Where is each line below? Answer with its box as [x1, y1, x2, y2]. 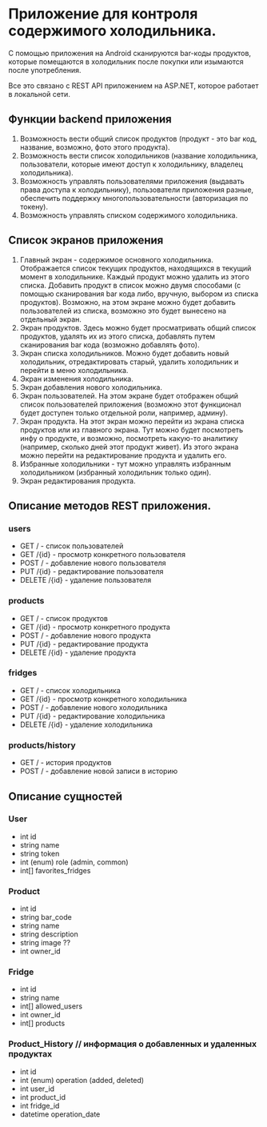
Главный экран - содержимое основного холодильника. [19, 255, 213, 264]
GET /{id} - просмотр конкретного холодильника [19, 694, 188, 704]
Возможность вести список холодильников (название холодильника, [19, 150, 258, 160]
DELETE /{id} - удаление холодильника [19, 720, 153, 729]
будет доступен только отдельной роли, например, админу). [19, 407, 228, 417]
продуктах [8, 1049, 53, 1060]
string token [19, 848, 60, 858]
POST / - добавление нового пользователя [19, 558, 166, 568]
